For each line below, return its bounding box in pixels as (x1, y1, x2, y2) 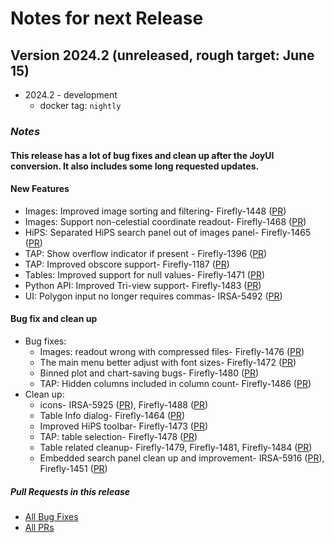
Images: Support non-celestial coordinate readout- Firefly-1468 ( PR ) (24, 215, 307, 227)
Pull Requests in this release (10, 485, 131, 497)
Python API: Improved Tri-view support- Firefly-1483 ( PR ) (24, 279, 262, 291)
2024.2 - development (24, 89, 118, 101)
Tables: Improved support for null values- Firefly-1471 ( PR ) (24, 268, 266, 281)
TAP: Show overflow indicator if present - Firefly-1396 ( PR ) (24, 247, 268, 259)
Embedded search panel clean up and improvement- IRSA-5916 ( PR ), (39, 452, 325, 464)
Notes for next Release (10, 7, 204, 30)
